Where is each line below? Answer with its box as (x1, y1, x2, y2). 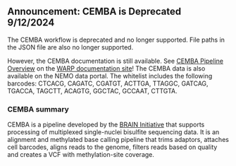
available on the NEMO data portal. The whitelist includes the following (7, 71, 213, 80)
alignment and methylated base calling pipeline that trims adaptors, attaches (7, 136, 229, 144)
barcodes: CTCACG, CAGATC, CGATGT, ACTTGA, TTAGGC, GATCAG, (7, 79, 209, 88)
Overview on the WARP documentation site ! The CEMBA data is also (7, 64, 206, 73)
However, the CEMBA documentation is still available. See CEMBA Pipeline (7, 57, 224, 65)
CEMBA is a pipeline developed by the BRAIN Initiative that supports (7, 120, 205, 129)
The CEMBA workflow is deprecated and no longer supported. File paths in (7, 35, 225, 44)
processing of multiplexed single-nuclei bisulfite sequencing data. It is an (7, 128, 220, 136)
